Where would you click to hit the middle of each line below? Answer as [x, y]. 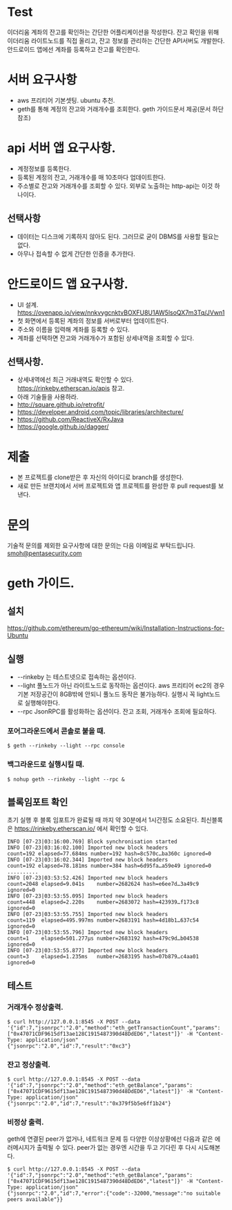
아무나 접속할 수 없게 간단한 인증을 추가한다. [76, 254]
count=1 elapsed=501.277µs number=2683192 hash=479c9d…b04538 [103, 939]
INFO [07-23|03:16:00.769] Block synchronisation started [92, 842]
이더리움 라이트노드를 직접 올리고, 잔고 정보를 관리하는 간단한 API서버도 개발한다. [116, 40]
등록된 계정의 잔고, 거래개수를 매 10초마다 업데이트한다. [91, 177]
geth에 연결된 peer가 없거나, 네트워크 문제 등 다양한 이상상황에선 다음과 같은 [110, 1139]
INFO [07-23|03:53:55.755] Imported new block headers [88, 914]
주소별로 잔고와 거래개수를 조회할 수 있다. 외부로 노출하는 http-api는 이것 [115, 186]
